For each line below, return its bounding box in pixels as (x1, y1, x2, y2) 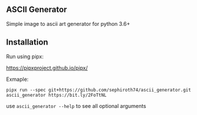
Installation (6, 38, 48, 48)
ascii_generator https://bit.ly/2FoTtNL (6, 92, 107, 98)
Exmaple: (6, 76, 29, 83)
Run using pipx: (6, 53, 44, 60)
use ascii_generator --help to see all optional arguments (6, 102, 146, 109)
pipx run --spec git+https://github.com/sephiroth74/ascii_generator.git (6, 87, 192, 93)
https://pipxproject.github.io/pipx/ (6, 64, 88, 71)
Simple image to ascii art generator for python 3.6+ (6, 20, 131, 27)
